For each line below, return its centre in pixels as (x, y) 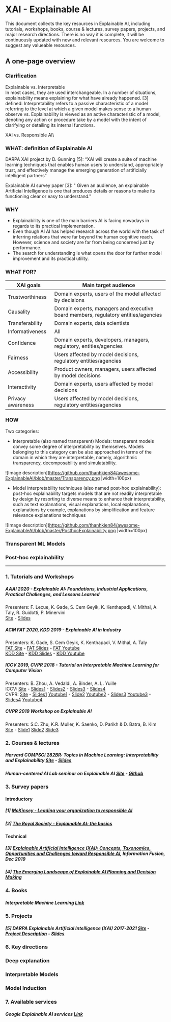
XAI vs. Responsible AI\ (30, 135)
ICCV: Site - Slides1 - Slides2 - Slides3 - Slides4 (55, 688)
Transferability (25, 323)
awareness (21, 405)
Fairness (18, 358)
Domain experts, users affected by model (104, 384)
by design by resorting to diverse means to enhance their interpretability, (89, 498)
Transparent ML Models (35, 543)
